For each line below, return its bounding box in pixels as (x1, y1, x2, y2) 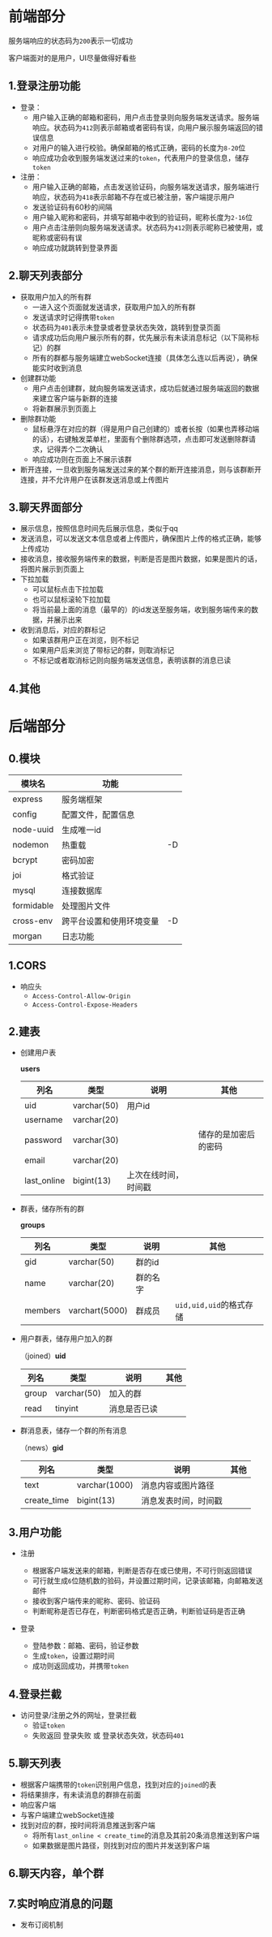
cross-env (12, 915, 53, 926)
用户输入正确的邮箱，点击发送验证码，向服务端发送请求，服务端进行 (32, 182, 260, 192)
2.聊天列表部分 (8, 269, 83, 283)
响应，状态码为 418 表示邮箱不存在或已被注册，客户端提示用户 (32, 192, 236, 201)
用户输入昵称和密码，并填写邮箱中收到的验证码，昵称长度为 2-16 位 (32, 212, 253, 222)
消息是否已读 (108, 1404, 158, 1415)
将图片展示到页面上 (19, 564, 85, 574)
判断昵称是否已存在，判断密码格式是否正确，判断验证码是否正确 (32, 1607, 245, 1616)
